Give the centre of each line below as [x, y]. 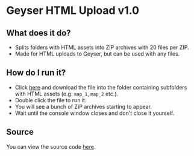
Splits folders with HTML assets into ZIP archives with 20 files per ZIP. [102, 47]
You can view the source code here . [51, 146]
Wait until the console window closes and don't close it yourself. [95, 113]
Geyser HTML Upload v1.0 [73, 11]
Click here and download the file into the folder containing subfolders [101, 87]
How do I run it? [36, 73]
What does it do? [39, 33]
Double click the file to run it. [51, 100]
